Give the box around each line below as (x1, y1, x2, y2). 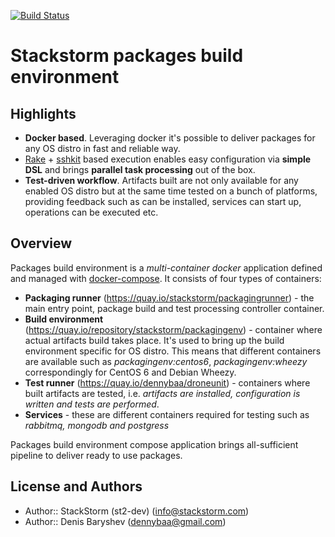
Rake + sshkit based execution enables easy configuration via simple (24, 153, 312, 165)
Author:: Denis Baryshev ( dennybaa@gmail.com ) (24, 515, 227, 527)
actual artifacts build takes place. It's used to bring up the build (24, 334, 285, 346)
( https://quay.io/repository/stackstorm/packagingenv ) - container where (24, 323, 323, 335)
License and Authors (10, 478, 143, 495)
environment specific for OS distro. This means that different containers (24, 345, 322, 357)
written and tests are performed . (24, 398, 160, 410)
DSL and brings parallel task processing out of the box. (24, 164, 256, 175)
